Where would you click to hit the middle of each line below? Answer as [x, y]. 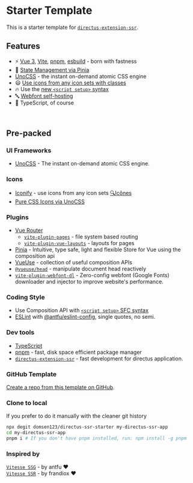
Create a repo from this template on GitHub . [60, 387]
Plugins [17, 217]
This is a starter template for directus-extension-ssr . [72, 27]
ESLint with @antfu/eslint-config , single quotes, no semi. [85, 317]
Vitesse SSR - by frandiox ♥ [41, 473]
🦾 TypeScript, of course [44, 103]
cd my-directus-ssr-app [36, 433]
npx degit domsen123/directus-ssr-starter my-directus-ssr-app [87, 427]
